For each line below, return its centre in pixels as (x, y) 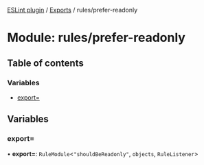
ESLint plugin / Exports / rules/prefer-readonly (72, 10)
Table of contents (45, 63)
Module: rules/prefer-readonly (96, 38)
